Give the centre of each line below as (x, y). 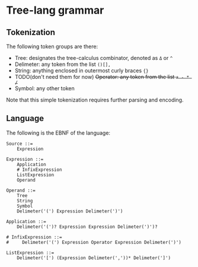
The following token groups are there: (52, 46)
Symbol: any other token (45, 88)
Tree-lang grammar (55, 10)
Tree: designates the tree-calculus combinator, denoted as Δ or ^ (94, 58)
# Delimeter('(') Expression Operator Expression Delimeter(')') (94, 242)
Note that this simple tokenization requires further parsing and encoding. (95, 100)
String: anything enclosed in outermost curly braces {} (82, 71)
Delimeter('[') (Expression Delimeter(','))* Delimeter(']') (94, 258)
